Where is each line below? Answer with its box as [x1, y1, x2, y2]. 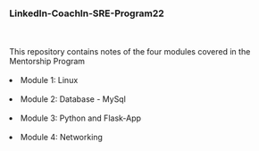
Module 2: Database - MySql [21, 94, 127, 105]
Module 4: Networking [21, 132, 103, 143]
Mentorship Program [9, 56, 86, 67]
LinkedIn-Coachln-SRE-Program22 [9, 7, 165, 20]
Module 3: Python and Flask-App [21, 113, 141, 123]
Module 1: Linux [21, 75, 79, 86]
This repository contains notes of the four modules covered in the [9, 46, 251, 57]
